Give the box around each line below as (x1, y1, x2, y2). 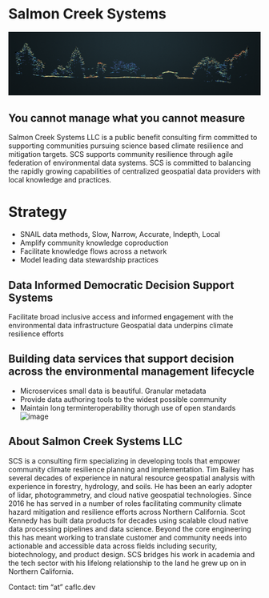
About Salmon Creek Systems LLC (8, 435, 183, 448)
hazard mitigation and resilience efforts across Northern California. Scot (8, 507, 246, 516)
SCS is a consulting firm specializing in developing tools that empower (8, 456, 240, 465)
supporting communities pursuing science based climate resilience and (8, 141, 244, 151)
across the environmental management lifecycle (8, 365, 255, 379)
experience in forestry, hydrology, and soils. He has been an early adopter (8, 481, 253, 491)
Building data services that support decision (8, 352, 235, 366)
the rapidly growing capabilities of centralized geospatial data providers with (8, 167, 261, 176)
